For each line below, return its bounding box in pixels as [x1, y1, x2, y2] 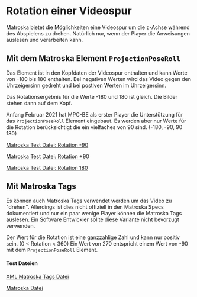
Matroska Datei [6, 284, 43, 291]
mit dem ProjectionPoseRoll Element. [6, 246, 98, 253]
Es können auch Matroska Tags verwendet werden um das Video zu [6, 197, 172, 204]
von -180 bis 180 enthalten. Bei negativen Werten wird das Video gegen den [6, 75, 191, 82]
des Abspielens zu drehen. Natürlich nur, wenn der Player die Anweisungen [6, 30, 190, 37]
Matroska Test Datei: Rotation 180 [6, 164, 88, 171]
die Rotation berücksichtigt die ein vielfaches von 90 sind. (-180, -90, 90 [6, 123, 183, 131]
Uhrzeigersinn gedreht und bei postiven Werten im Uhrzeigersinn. [6, 82, 167, 89]
